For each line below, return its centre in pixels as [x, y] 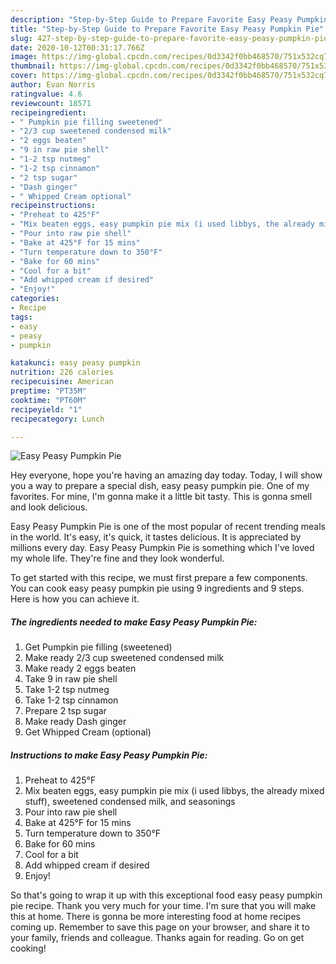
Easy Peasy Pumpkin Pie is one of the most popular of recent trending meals [168, 527]
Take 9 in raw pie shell [71, 679]
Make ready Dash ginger [75, 722]
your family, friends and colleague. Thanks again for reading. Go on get [157, 938]
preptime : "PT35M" [48, 391]
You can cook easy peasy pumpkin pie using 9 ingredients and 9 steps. [157, 588]
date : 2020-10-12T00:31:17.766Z [77, 47]
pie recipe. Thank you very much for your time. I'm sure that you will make [163, 906]
